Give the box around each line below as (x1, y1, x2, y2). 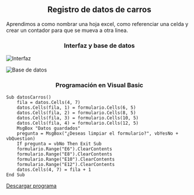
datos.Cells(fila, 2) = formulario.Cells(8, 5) (17, 110, 136, 116)
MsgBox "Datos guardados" (17, 125, 81, 132)
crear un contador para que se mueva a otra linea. (6, 27, 128, 34)
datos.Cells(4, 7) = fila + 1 (17, 167, 92, 173)
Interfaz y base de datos (64, 41, 135, 50)
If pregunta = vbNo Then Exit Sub (17, 141, 102, 147)
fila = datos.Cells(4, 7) (17, 100, 81, 106)
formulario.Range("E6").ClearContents (17, 146, 112, 152)
